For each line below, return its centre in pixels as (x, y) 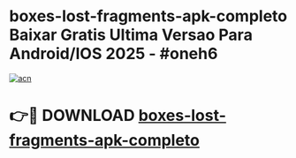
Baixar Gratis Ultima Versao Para (131, 35)
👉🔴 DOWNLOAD (72, 116)
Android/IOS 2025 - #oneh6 (114, 54)
